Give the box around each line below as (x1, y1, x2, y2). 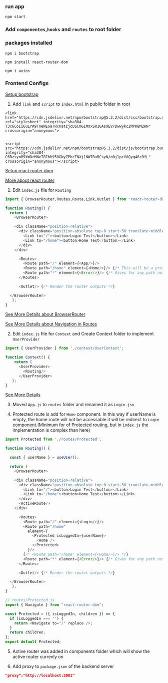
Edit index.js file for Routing (12, 187, 71, 193)
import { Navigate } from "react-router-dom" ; (5, 602, 104, 607)
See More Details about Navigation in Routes (5, 321, 97, 327)
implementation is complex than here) (12, 427, 90, 433)
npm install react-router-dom (5, 60, 68, 65)
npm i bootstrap (5, 51, 39, 56)
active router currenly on (12, 653, 64, 659)
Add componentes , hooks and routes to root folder (5, 26, 121, 33)
